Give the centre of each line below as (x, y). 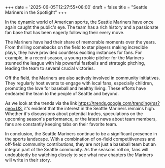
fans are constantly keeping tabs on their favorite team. (61, 124)
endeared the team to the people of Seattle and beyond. (62, 94)
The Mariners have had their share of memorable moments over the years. (81, 42)
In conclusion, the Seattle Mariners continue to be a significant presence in (81, 134)
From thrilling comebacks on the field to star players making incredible (77, 47)
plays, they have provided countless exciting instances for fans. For (73, 52)
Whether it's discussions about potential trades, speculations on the (74, 114)
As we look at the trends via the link (41, 103)
